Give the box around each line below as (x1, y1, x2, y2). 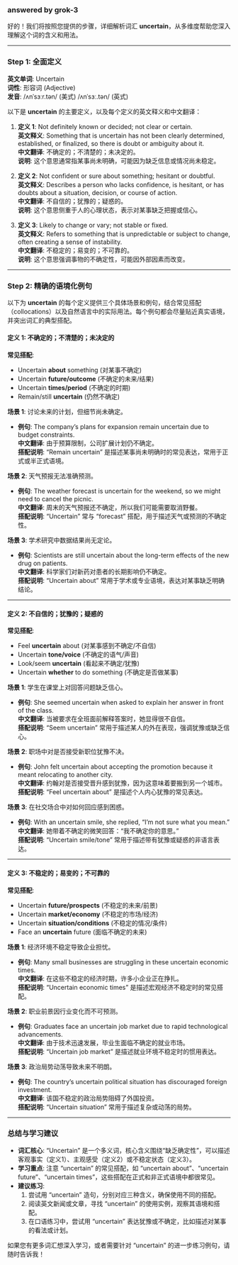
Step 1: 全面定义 (7, 57, 62, 67)
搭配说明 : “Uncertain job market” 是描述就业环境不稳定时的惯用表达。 (17, 1047, 221, 1056)
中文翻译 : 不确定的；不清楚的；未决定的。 (17, 147, 140, 156)
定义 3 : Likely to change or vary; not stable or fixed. (17, 221, 169, 229)
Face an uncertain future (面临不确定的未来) (17, 927, 147, 936)
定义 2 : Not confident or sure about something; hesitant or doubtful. (17, 172, 215, 180)
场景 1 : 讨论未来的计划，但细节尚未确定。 (7, 408, 127, 416)
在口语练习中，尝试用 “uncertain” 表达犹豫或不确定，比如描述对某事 (28, 1217, 227, 1225)
